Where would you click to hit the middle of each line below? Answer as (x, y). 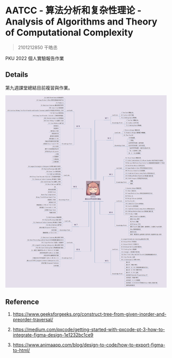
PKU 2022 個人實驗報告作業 (35, 58)
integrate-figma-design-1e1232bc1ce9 (53, 335)
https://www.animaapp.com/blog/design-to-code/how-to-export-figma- (89, 345)
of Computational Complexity (69, 33)
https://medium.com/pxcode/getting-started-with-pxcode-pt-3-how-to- (89, 330)
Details (17, 75)
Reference (22, 302)
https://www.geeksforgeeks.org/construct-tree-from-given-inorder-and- (90, 314)
